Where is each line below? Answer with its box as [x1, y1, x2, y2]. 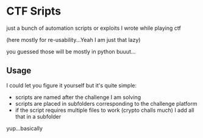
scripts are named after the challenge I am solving [15, 93, 141, 101]
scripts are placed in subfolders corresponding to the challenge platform [15, 100, 198, 107]
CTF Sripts [6, 4, 62, 18]
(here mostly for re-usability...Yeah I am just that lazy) [6, 36, 141, 43]
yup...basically [6, 125, 43, 132]
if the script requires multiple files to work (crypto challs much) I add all [15, 106, 194, 114]
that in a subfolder [15, 112, 62, 120]
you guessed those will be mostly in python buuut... [6, 47, 136, 55]
